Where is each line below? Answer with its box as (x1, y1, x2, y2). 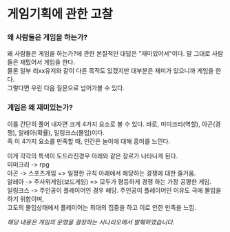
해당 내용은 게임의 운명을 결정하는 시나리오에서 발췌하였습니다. (7, 218, 175, 226)
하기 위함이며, (7, 194, 45, 203)
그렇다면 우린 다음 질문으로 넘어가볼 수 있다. (7, 84, 125, 92)
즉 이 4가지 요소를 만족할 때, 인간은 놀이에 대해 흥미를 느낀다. (7, 137, 171, 145)
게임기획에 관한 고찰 (7, 6, 114, 22)
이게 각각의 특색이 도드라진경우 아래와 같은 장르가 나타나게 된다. (7, 151, 178, 160)
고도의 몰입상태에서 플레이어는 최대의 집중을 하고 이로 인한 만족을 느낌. (7, 203, 196, 211)
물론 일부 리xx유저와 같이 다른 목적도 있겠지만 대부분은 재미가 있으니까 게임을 (7, 67, 214, 75)
